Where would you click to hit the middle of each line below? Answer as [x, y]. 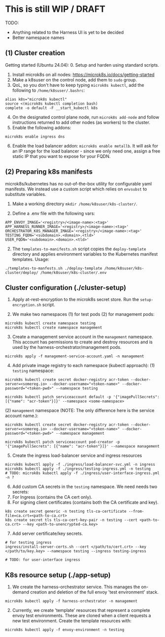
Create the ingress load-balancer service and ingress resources [77, 455]
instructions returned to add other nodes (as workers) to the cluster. [81, 122]
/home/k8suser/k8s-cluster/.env [73, 272]
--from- [136, 512]
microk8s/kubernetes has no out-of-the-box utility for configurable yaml [78, 184]
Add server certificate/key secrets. [48, 533]
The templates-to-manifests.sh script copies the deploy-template [79, 249]
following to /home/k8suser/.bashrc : [49, 90]
